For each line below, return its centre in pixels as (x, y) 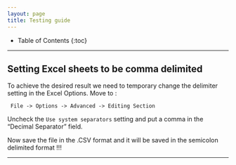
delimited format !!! (34, 147)
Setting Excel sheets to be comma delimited (105, 68)
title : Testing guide (39, 20)
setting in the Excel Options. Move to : (62, 93)
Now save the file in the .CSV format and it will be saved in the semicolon (113, 140)
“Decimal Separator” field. (45, 126)
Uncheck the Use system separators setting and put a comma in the (105, 119)
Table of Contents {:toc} (52, 40)
